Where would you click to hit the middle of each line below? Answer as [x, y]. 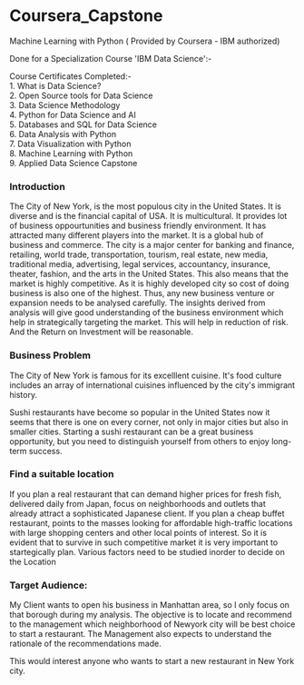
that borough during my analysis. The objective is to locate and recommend [151, 615]
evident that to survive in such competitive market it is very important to [144, 542]
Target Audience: [49, 585]
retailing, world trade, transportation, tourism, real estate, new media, [139, 254]
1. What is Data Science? [55, 85]
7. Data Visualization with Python [70, 144]
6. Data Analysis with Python [63, 134]
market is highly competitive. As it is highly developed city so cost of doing [149, 283]
